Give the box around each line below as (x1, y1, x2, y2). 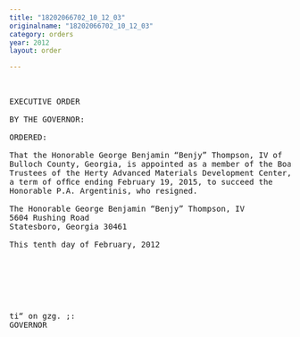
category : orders (9, 29, 74, 38)
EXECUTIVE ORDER (9, 97, 80, 107)
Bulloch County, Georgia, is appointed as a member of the (9, 159, 274, 170)
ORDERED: (9, 132, 47, 143)
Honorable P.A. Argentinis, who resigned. (9, 186, 198, 197)
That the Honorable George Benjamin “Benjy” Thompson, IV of (9, 150, 283, 161)
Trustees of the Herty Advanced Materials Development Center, (9, 168, 292, 179)
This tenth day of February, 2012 (9, 240, 161, 250)
